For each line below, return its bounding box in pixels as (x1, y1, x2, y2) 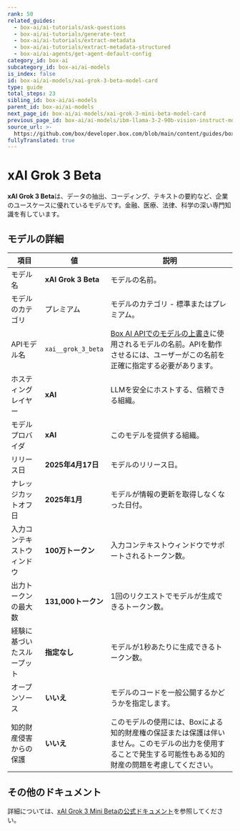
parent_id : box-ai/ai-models (7, 104, 94, 111)
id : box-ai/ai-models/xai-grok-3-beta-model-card (7, 76, 159, 84)
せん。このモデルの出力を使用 (117, 739, 218, 748)
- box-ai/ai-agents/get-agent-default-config (14, 51, 152, 58)
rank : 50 (7, 10, 34, 18)
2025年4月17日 (45, 460, 99, 469)
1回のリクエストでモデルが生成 (110, 591, 216, 601)
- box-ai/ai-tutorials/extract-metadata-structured (14, 44, 171, 51)
